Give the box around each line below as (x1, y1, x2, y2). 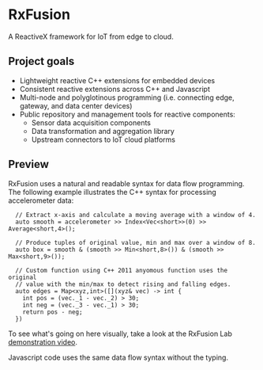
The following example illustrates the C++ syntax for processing (8, 187, 217, 196)
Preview (8, 158, 50, 171)
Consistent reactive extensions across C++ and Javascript (19, 84, 211, 93)
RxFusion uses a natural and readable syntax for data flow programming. (8, 178, 245, 188)
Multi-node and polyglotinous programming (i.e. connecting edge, (19, 93, 235, 102)
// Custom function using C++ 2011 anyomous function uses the (15, 266, 227, 274)
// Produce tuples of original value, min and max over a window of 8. (15, 238, 257, 246)
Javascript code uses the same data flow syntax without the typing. (8, 353, 229, 362)
